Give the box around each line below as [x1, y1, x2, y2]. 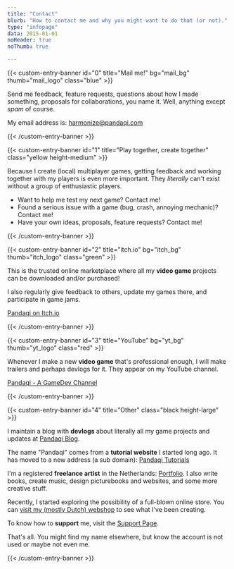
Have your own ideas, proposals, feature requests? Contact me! [17, 218, 202, 226]
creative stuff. [7, 484, 48, 492]
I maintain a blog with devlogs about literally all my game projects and [7, 427, 210, 435]
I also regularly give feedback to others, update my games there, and [7, 288, 207, 296]
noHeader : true [7, 37, 52, 44]
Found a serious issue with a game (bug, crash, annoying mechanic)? [17, 203, 219, 212]
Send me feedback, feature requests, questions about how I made [7, 90, 199, 98]
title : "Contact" [7, 10, 58, 18]
